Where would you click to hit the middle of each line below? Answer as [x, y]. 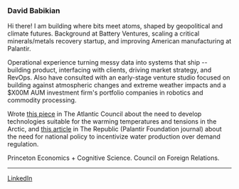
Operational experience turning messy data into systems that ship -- [107, 63]
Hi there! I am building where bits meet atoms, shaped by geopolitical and [115, 26]
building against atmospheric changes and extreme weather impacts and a [117, 85]
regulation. [23, 144]
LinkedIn [20, 178]
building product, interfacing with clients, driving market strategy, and [110, 70]
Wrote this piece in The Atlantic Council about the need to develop [105, 114]
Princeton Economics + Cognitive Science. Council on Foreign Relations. [113, 158]
